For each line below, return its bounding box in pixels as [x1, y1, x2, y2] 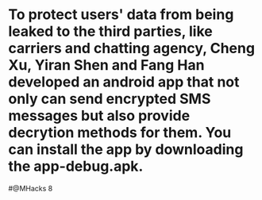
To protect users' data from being [8, 6, 234, 24]
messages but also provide [8, 107, 191, 125]
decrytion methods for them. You [8, 124, 232, 142]
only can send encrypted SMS [8, 90, 211, 108]
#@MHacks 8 [8, 183, 53, 193]
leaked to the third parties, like [8, 22, 213, 40]
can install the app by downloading [8, 140, 244, 159]
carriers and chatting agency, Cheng [8, 40, 256, 57]
